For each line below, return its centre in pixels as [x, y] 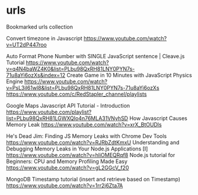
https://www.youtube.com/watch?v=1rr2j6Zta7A [65, 185]
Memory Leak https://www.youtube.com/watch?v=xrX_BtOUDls [84, 124]
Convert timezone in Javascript [44, 38]
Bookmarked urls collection [39, 27]
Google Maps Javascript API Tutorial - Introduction [68, 105]
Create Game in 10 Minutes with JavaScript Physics [130, 75]
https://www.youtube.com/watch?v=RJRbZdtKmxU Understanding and [93, 142]
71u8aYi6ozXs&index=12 [36, 75]
